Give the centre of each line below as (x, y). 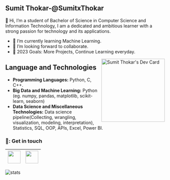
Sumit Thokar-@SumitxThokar (55, 8)
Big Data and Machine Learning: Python (55, 90)
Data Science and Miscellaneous (48, 106)
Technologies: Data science (42, 112)
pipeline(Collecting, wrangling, (45, 117)
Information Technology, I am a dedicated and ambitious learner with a (79, 26)
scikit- (86, 96)
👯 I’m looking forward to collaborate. (50, 46)
